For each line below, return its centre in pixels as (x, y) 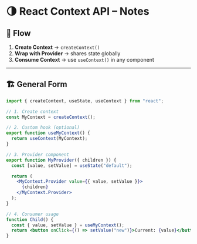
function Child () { (30, 219)
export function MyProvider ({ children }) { (61, 160)
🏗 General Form (37, 84)
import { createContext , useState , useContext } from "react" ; (85, 101)
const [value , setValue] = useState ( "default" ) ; (72, 166)
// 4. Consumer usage (33, 214)
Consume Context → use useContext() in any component (84, 60)
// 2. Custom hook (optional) (43, 128)
